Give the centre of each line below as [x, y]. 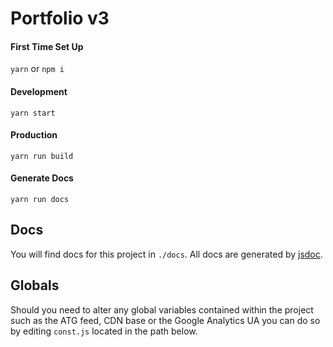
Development [39, 91]
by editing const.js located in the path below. [104, 331]
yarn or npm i [37, 69]
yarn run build [42, 156]
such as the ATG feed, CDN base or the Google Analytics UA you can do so [165, 320]
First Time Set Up [47, 46]
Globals [35, 285]
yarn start [33, 113]
